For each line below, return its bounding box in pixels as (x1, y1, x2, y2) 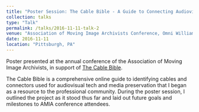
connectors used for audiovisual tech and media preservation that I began (6, 81, 187, 88)
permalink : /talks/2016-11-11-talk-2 (6, 25, 99, 31)
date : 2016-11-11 (6, 36, 49, 42)
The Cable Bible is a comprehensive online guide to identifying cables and (6, 75, 187, 83)
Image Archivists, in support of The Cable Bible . (6, 64, 123, 71)
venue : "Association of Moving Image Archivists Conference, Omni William (6, 31, 195, 37)
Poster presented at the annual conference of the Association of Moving (6, 57, 182, 65)
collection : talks (6, 14, 52, 20)
